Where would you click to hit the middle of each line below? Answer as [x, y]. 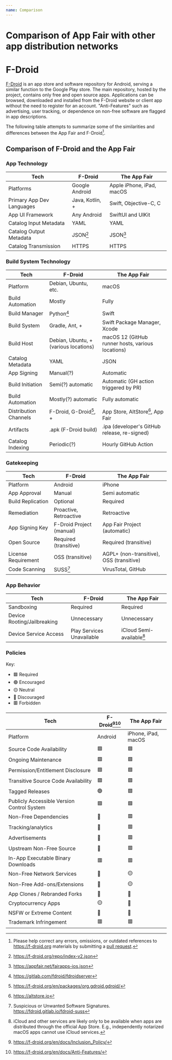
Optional [64, 502]
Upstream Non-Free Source [42, 848]
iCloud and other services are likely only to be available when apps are [88, 1021]
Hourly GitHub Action [128, 445]
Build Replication [29, 502]
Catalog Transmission [34, 246]
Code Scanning [27, 569]
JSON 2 [80, 235]
